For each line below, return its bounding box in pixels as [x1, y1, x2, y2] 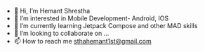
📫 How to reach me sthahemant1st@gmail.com [13, 37, 152, 45]
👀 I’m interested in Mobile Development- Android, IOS [13, 14, 169, 22]
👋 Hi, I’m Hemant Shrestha [13, 7, 91, 15]
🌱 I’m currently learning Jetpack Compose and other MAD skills [13, 22, 198, 30]
